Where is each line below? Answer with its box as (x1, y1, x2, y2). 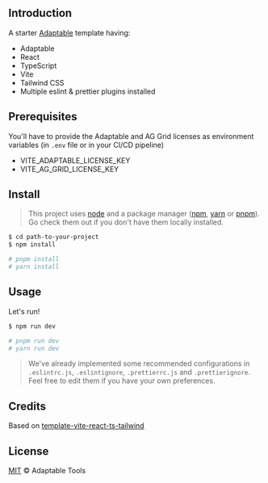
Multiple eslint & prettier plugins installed (19, 86, 156, 96)
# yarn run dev (8, 344, 60, 352)
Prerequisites (8, 110, 77, 124)
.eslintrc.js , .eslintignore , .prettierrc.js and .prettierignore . (27, 367, 251, 377)
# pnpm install (8, 255, 60, 263)
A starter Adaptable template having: (8, 27, 131, 37)
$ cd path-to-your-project (8, 233, 99, 241)
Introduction (8, 6, 73, 20)
